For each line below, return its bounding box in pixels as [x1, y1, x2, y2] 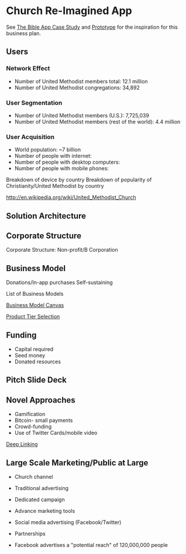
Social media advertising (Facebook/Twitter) [14, 519, 122, 526]
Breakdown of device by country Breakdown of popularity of [6, 176, 152, 183]
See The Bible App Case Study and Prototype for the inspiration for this [6, 23, 178, 31]
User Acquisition [6, 133, 55, 141]
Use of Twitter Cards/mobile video [14, 430, 98, 437]
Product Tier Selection [6, 313, 60, 320]
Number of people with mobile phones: [14, 165, 109, 172]
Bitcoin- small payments [14, 417, 73, 424]
